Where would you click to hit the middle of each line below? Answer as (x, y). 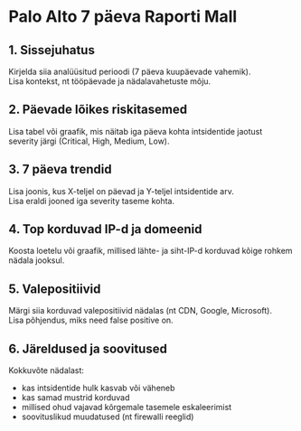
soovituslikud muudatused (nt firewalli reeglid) (108, 417)
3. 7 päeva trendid (60, 169)
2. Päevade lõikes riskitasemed (98, 110)
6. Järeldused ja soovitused (88, 348)
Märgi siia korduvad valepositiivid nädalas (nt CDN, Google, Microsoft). (141, 311)
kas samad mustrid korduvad (75, 398)
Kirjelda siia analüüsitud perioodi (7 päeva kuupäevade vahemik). (130, 71)
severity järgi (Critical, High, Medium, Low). (89, 141)
